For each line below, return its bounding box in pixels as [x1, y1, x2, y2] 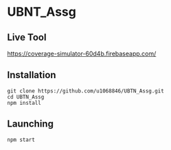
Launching [7, 118, 54, 130]
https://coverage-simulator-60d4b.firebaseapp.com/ [7, 49, 157, 58]
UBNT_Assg [7, 4, 77, 20]
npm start [7, 136, 36, 143]
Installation [7, 69, 56, 81]
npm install [7, 99, 41, 106]
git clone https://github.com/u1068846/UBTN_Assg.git [7, 87, 165, 95]
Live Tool [7, 32, 47, 43]
